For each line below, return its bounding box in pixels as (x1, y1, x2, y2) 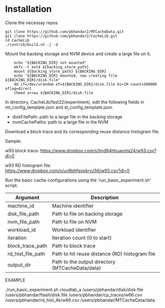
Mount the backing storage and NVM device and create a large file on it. (5, 51, 151, 57)
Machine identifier (52, 202, 94, 209)
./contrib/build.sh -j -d (5, 42, 58, 47)
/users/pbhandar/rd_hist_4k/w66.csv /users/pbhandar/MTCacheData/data (5, 297, 156, 303)
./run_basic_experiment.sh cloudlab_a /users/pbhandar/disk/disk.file (5, 286, 143, 292)
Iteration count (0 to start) (52, 234, 112, 241)
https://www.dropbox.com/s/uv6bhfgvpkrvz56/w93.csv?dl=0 (5, 167, 130, 173)
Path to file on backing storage (52, 210, 123, 217)
